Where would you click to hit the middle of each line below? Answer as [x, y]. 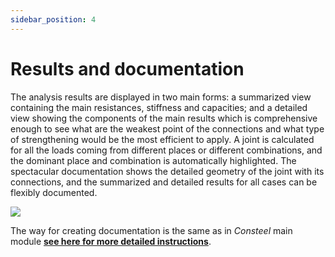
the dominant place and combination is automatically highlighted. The [153, 160]
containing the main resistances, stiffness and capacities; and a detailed [159, 107]
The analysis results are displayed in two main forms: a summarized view [161, 97]
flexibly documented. [54, 192]
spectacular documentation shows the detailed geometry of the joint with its [167, 171]
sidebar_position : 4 [53, 19]
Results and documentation [127, 68]
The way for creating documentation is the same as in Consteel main [151, 230]
